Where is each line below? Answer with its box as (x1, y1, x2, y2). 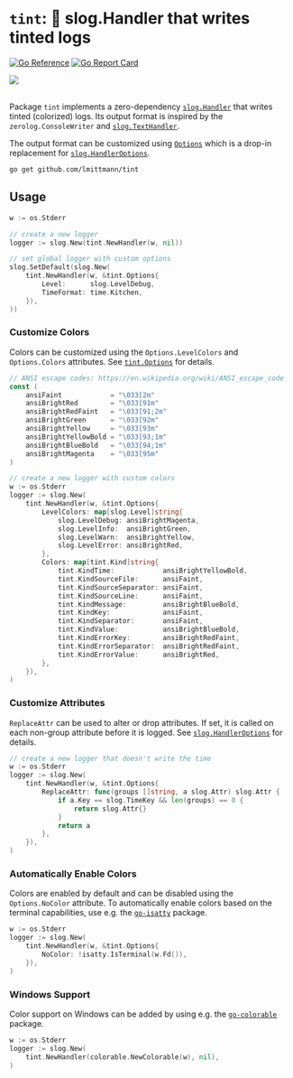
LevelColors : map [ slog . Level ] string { (41, 507, 183, 516)
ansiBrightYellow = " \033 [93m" (25, 424, 160, 433)
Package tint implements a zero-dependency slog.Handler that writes (9, 101, 273, 112)
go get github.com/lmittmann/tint (9, 164, 140, 174)
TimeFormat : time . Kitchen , (41, 288, 143, 297)
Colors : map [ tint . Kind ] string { (41, 558, 160, 567)
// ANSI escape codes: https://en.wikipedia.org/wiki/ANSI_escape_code (9, 374, 284, 383)
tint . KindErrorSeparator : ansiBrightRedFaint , (57, 641, 241, 651)
